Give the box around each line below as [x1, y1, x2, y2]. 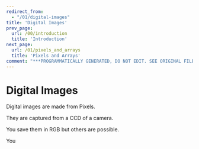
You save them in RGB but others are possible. [6, 126, 120, 133]
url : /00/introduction [11, 31, 68, 37]
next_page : [6, 42, 33, 48]
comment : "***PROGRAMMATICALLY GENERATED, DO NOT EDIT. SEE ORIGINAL [6, 58, 182, 64]
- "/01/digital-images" [11, 14, 70, 20]
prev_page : [6, 25, 33, 31]
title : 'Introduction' [11, 36, 68, 42]
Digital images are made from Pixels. [6, 103, 96, 110]
